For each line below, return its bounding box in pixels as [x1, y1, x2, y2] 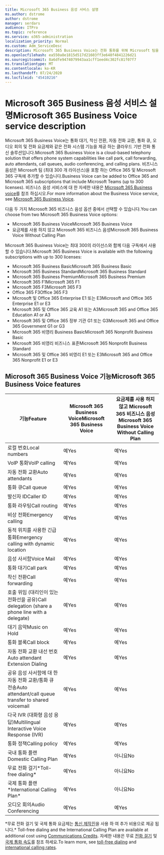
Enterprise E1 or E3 [12, 301, 51, 306]
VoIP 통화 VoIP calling [7, 459, 55, 466]
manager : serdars [5, 20, 41, 26]
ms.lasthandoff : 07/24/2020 [5, 71, 62, 76]
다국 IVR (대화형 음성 [7, 711, 53, 718]
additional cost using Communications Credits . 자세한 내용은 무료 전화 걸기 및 [5, 833, 157, 838]
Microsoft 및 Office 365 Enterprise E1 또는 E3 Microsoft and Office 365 [12, 295, 152, 301]
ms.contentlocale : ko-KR [5, 66, 56, 71]
